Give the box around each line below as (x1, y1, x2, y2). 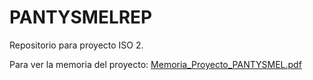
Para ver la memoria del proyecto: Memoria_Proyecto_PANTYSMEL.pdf (9, 58, 302, 70)
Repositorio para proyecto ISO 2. (9, 39, 144, 51)
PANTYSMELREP (9, 6, 153, 29)
